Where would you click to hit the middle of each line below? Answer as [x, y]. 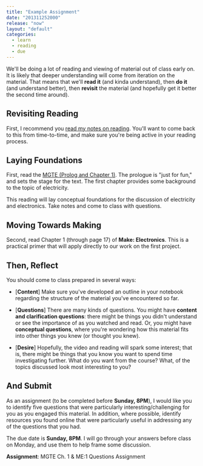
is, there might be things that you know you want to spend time [94, 354]
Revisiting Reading [42, 114]
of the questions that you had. [44, 427]
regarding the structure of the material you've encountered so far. [97, 298]
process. [17, 141]
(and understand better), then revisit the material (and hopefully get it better [101, 88]
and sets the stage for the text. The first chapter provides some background [101, 181]
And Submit [29, 386]
